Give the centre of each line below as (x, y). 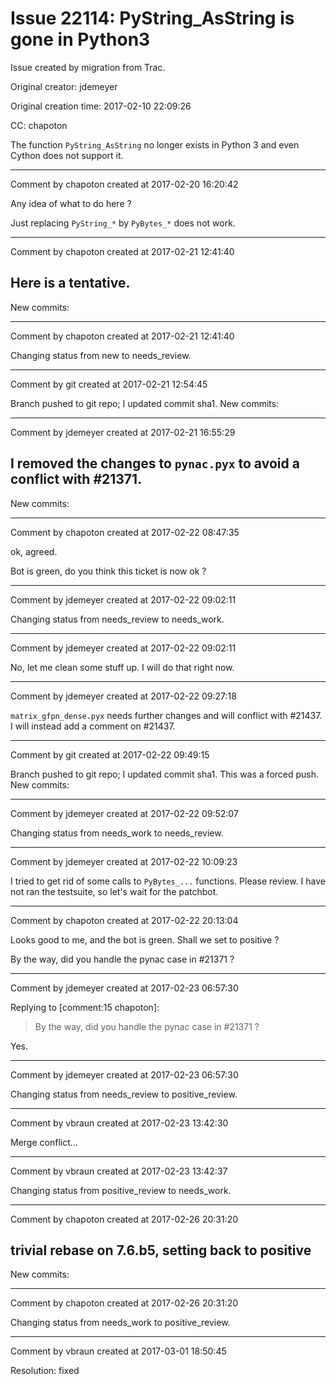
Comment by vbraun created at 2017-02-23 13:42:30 (119, 1123)
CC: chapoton (39, 125)
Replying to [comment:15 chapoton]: (85, 1007)
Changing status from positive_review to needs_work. (121, 1190)
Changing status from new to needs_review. (101, 355)
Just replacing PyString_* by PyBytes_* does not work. (123, 223)
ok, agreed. (34, 551)
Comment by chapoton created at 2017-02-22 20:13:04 (124, 920)
